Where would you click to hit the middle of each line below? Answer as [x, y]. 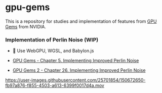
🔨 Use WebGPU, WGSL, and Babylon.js [53, 51]
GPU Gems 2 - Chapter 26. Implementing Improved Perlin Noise [79, 70]
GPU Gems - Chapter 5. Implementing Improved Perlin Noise [76, 61]
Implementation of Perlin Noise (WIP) [52, 39]
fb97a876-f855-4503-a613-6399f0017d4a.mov [55, 85]
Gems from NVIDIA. [26, 26]
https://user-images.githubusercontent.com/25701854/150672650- [75, 80]
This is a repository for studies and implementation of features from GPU [81, 21]
